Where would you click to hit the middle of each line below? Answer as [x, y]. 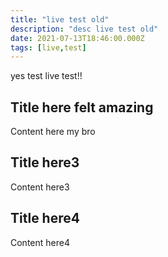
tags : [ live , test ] [48, 47]
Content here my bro [53, 132]
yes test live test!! [46, 76]
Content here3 [40, 187]
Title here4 [45, 218]
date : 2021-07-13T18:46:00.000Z [77, 38]
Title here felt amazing [82, 107]
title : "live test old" [60, 19]
